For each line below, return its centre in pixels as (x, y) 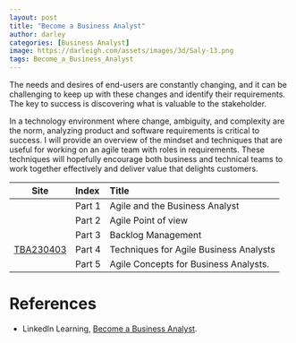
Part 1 (88, 206)
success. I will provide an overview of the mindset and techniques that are (146, 140)
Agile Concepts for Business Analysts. (190, 264)
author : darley (38, 34)
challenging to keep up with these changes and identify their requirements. (148, 94)
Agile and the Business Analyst (174, 206)
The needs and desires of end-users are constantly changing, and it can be (148, 85)
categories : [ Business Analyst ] (69, 43)
